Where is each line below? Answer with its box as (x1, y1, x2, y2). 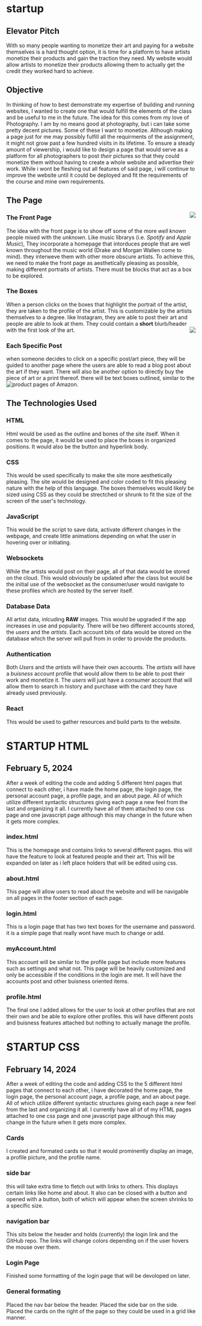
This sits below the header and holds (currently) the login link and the (6, 1230, 179, 1238)
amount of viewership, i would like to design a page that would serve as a (6, 145, 188, 153)
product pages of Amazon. (12, 381, 79, 388)
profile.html (6, 992, 41, 1001)
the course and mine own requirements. (6, 177, 105, 185)
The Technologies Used (6, 398, 97, 408)
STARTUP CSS (6, 1040, 80, 1054)
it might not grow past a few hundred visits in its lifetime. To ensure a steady (6, 139, 195, 147)
